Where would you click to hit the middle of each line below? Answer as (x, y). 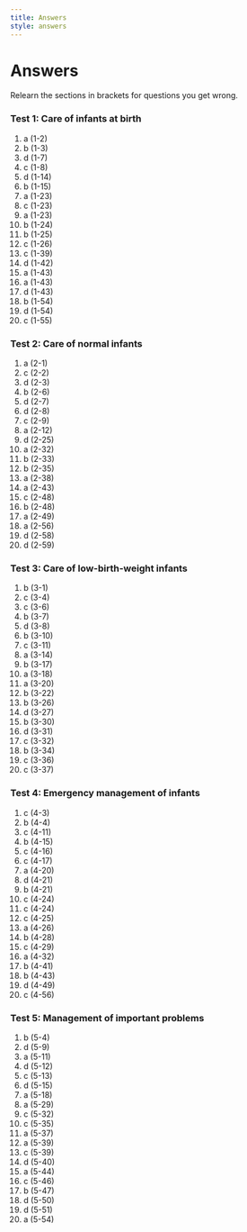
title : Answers (39, 18)
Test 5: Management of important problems (107, 1018)
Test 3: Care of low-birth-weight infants (99, 568)
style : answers (39, 26)
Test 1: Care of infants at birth (76, 119)
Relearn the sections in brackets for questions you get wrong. (124, 95)
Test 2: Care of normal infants (76, 343)
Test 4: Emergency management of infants (105, 793)
